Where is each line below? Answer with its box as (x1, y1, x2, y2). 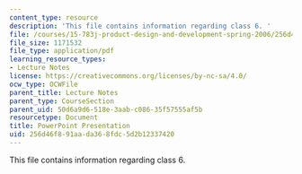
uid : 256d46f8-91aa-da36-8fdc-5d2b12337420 (9, 130, 175, 139)
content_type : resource (9, 13, 99, 22)
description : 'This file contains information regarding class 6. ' (9, 22, 271, 30)
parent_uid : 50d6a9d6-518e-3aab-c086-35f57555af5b (9, 105, 203, 114)
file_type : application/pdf (9, 47, 115, 56)
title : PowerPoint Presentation (9, 122, 130, 131)
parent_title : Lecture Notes (9, 88, 119, 97)
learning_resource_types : (9, 55, 106, 64)
